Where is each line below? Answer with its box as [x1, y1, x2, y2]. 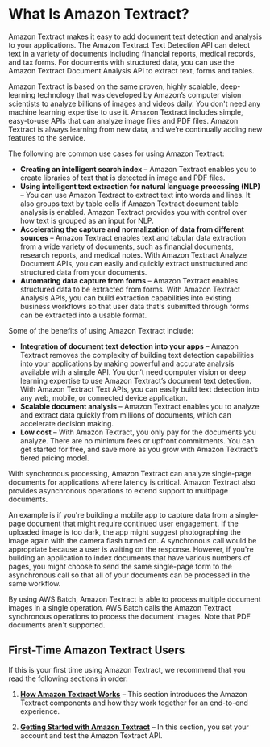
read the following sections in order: [8, 674, 128, 683]
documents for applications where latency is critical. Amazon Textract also [8, 477, 256, 487]
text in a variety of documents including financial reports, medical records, [8, 48, 256, 58]
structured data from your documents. [19, 267, 147, 277]
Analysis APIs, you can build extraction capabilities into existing [19, 292, 231, 303]
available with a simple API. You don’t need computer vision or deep [19, 367, 247, 376]
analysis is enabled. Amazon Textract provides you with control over [19, 207, 247, 216]
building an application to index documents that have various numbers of [8, 552, 251, 562]
